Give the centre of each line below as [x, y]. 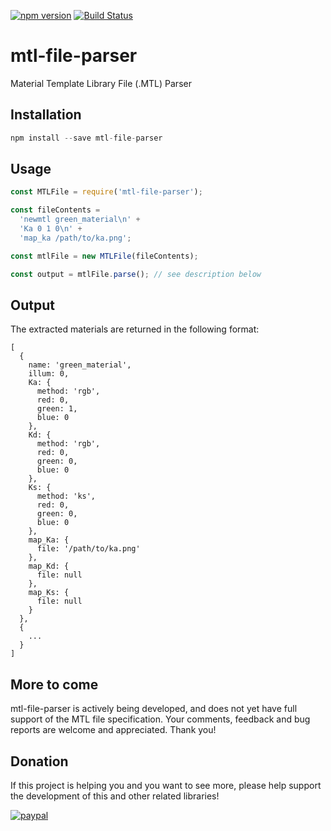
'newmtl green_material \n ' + [80, 220]
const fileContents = [55, 210]
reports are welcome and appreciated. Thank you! [113, 730]
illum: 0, [49, 374]
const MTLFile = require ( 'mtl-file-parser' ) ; [106, 192]
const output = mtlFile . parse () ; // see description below [136, 274]
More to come [54, 684]
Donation [39, 761]
